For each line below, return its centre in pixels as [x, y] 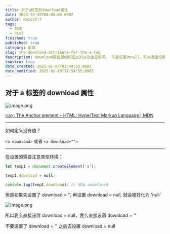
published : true [22, 43]
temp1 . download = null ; [30, 175]
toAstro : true [20, 62]
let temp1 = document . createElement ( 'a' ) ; [51, 166]
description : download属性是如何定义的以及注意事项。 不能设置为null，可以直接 [82, 57]
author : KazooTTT [24, 19]
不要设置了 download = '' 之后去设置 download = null [60, 226]
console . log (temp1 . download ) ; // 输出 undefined [57, 185]
